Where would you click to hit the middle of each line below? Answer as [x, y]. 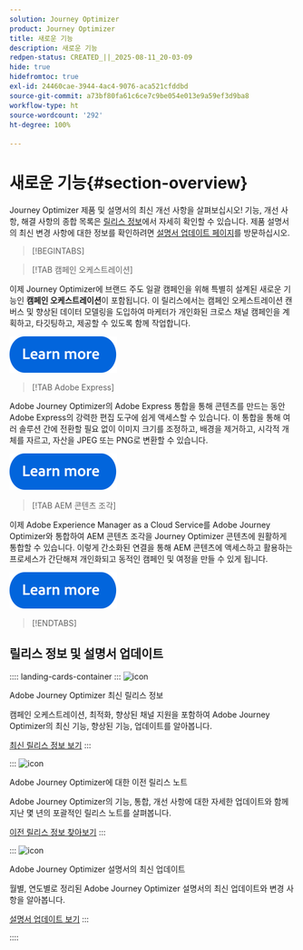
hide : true [30, 67]
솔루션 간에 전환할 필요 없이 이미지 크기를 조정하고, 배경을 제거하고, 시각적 [149, 429]
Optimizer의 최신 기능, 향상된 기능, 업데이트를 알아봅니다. [111, 725]
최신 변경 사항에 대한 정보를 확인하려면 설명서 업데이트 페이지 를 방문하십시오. [154, 233]
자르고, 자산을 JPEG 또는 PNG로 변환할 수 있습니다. [117, 440]
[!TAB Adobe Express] [73, 387]
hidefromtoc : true [44, 77]
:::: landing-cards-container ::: [65, 676]
